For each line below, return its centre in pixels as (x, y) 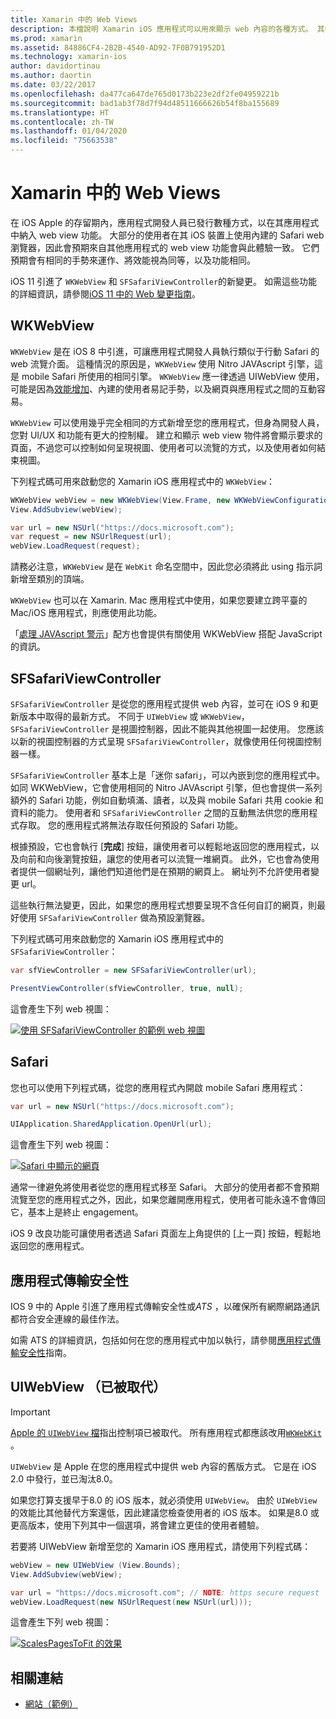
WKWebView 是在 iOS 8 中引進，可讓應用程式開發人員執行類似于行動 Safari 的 (165, 351)
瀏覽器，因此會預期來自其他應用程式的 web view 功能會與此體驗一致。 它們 (165, 247)
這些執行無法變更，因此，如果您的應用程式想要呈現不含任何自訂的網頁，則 (163, 905)
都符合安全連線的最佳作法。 (67, 1319)
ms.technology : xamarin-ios (69, 57)
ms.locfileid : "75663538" (64, 141)
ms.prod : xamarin (46, 38)
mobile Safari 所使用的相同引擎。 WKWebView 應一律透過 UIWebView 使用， (173, 376)
